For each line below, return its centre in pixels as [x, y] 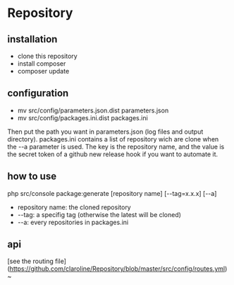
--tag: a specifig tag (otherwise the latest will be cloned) [99, 214]
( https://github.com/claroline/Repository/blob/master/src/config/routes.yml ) [117, 269]
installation [32, 39]
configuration [38, 93]
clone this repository [47, 56]
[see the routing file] [37, 261]
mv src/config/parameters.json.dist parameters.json [93, 110]
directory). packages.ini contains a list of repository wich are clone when [113, 139]
